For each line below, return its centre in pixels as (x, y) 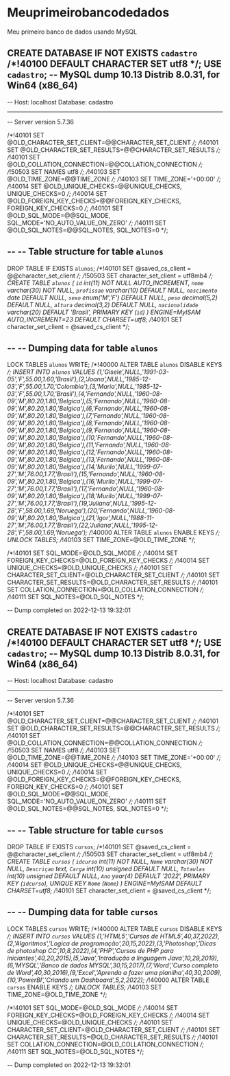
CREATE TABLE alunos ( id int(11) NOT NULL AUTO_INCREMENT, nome (105, 282)
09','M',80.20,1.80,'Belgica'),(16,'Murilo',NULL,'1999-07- (85, 482)
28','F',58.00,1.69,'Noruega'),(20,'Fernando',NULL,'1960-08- (91, 511)
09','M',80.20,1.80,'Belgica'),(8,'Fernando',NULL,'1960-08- (89, 423)
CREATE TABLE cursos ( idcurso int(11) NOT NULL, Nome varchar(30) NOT (110, 861)
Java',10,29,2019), (193, 958)
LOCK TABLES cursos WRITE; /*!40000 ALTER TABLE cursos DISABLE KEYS (115, 928)
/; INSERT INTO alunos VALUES (51, 372)
